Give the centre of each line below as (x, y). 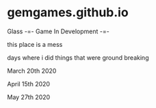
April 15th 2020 (28, 84)
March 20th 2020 (32, 71)
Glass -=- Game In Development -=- (58, 31)
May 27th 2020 (29, 97)
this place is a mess (35, 44)
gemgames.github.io (68, 13)
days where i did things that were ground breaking (78, 57)
